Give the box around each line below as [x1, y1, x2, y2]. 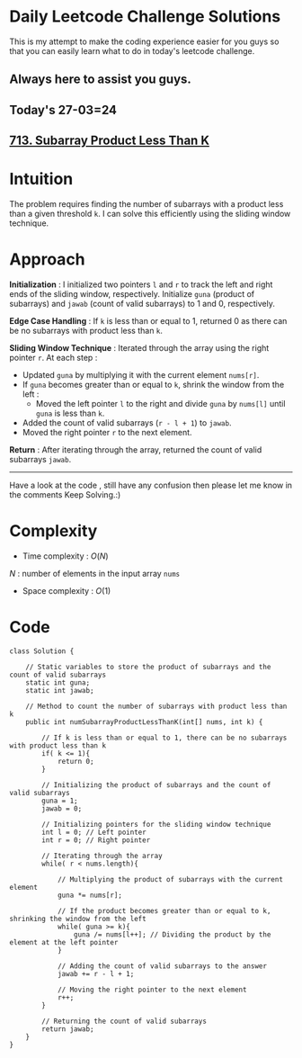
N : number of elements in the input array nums [9, 568, 181, 578]
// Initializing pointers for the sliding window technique [41, 820, 271, 829]
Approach [9, 249, 85, 270]
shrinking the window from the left [9, 914, 147, 923]
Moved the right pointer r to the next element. [22, 426, 192, 437]
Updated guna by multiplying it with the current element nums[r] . [22, 369, 260, 380]
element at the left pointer [9, 937, 119, 946]
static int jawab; [25, 686, 94, 695]
